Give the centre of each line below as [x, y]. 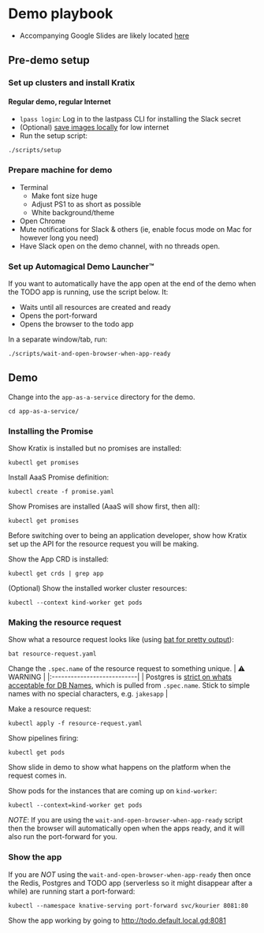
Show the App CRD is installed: [58, 559]
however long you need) [59, 237]
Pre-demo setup [49, 60]
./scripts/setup [35, 151]
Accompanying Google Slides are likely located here [104, 35]
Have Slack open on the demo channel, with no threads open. [120, 246]
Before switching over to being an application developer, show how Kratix [128, 536]
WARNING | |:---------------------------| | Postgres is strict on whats [120, 677]
